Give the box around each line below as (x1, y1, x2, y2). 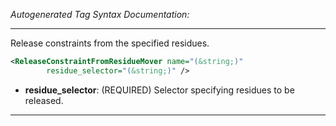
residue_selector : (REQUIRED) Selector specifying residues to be (24, 84, 295, 96)
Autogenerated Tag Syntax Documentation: (10, 9, 190, 20)
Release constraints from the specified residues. (10, 37, 210, 49)
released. (24, 94, 64, 106)
